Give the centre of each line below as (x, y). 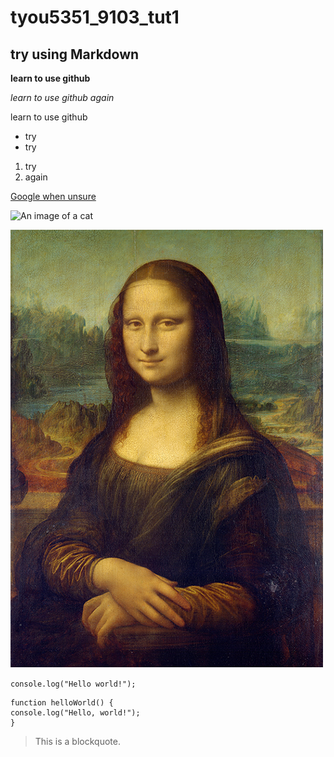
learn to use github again (62, 97)
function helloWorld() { (62, 703)
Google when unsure (53, 196)
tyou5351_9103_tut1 (95, 17)
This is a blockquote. (77, 741)
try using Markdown (75, 54)
